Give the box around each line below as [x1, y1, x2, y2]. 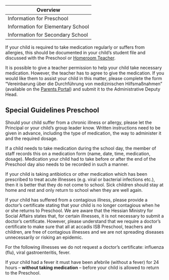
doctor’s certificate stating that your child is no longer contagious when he [5, 202, 160, 208]
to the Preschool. [5, 269, 41, 276]
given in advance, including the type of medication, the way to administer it [5, 130, 161, 136]
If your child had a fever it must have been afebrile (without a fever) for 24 [5, 259, 159, 265]
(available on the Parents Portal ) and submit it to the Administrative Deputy [5, 86, 160, 92]
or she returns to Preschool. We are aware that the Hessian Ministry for [5, 207, 153, 214]
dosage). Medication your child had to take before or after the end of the [5, 156, 156, 162]
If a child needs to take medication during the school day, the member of [5, 145, 156, 151]
